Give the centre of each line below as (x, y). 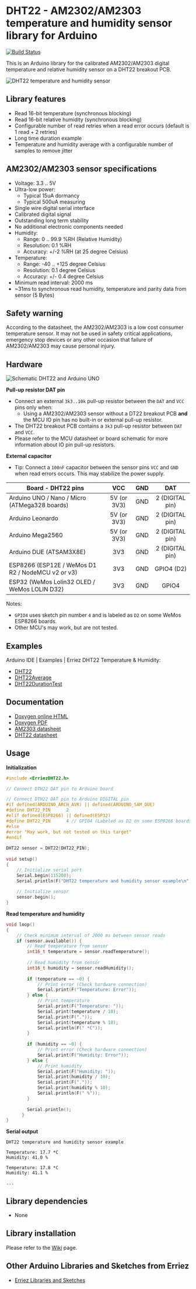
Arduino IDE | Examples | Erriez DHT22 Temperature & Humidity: (83, 660)
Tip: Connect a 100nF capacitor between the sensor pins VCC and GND (97, 468)
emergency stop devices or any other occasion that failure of (79, 340)
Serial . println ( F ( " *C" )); (70, 1028)
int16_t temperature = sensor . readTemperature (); (88, 952)
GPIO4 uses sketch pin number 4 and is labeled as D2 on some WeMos (98, 615)
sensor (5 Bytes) (34, 295)
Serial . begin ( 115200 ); (44, 875)
